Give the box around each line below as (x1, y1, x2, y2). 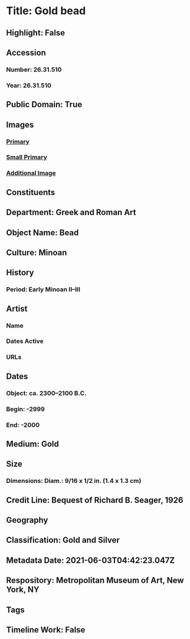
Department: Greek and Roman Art (6, 207, 136, 218)
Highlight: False (6, 28, 65, 38)
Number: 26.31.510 (6, 65, 62, 73)
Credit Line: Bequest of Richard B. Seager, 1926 (6, 495, 184, 505)
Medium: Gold (6, 439, 59, 449)
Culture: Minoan (6, 247, 67, 258)
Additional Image (6, 169, 56, 177)
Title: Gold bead (6, 4, 86, 18)
